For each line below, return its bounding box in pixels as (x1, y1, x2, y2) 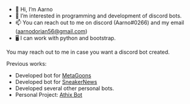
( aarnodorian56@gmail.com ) (15, 28, 88, 34)
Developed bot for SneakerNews (15, 79, 97, 85)
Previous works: (6, 60, 47, 67)
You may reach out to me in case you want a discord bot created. (6, 48, 170, 56)
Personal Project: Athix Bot (15, 91, 83, 98)
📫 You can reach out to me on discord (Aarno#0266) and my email (15, 19, 185, 26)
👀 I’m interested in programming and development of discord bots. (15, 12, 182, 19)
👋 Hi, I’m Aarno (15, 6, 53, 13)
